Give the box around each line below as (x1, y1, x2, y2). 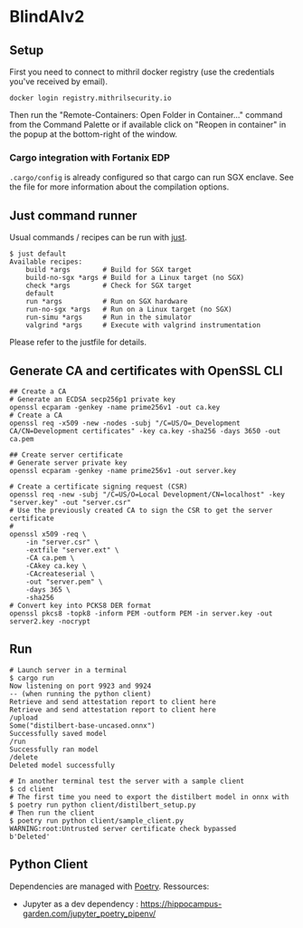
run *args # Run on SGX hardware (25, 297, 188, 306)
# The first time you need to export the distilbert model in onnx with (9, 792, 289, 801)
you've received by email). (9, 76, 109, 87)
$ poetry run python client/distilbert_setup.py (9, 800, 196, 809)
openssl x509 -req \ (9, 529, 88, 538)
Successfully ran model (9, 745, 99, 754)
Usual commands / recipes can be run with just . (9, 232, 187, 243)
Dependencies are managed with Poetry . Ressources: (9, 881, 210, 892)
